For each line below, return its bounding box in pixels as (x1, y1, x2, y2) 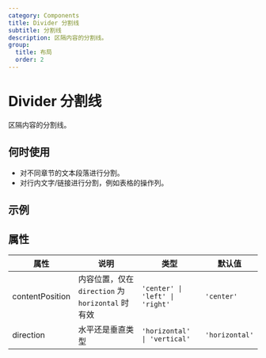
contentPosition (12, 291, 71, 302)
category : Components (8, 11, 80, 20)
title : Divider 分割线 (8, 19, 80, 27)
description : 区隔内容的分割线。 (8, 33, 108, 42)
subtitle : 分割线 (8, 26, 62, 34)
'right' (141, 299, 170, 309)
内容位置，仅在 (78, 273, 135, 284)
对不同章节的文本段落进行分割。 (19, 168, 124, 177)
